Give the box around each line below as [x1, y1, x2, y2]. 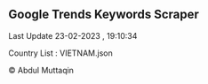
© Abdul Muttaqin [8, 65, 75, 75]
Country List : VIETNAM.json [8, 48, 113, 58]
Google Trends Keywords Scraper [8, 7, 199, 22]
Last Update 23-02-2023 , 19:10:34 [8, 30, 138, 41]
